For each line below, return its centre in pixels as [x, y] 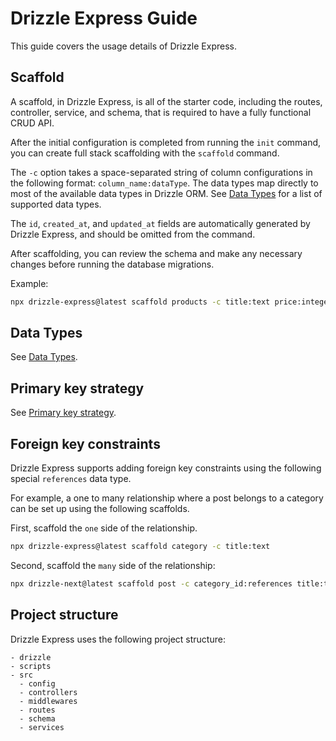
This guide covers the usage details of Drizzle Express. [123, 46]
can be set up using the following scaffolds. [100, 509]
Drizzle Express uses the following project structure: [118, 639]
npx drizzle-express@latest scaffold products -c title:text [140, 302]
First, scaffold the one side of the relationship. [104, 528]
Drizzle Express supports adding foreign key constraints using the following [166, 468]
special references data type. [71, 479]
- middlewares [48, 701]
